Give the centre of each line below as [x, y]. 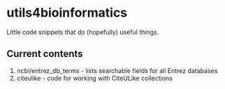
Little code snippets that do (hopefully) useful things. [83, 32]
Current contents [45, 54]
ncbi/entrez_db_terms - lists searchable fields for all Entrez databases [117, 70]
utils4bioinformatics [67, 13]
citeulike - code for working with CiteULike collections [94, 78]
